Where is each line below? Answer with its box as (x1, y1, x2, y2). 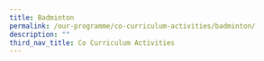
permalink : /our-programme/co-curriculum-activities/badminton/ (9, 22, 256, 30)
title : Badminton (9, 13, 75, 22)
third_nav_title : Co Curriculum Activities (9, 38, 176, 48)
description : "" (9, 30, 70, 39)
